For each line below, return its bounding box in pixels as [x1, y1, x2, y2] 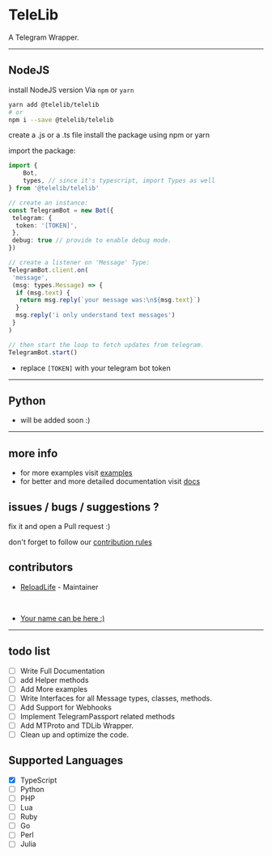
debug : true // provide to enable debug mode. [11, 236, 172, 244]
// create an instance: [8, 198, 89, 207]
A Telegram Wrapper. [8, 32, 79, 42]
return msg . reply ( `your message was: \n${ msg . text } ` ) [19, 296, 201, 304]
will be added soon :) [19, 415, 91, 426]
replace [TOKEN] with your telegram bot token [19, 362, 172, 373]
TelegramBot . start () [8, 348, 79, 357]
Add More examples [19, 684, 87, 693]
